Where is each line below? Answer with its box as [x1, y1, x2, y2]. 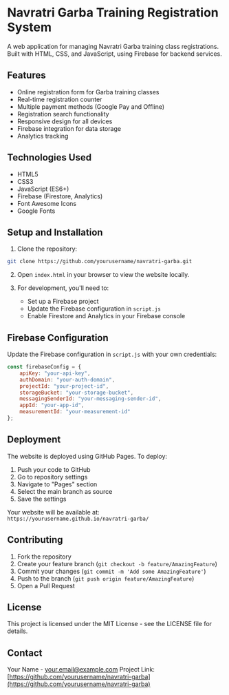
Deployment [7, 434, 61, 446]
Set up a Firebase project [27, 298, 99, 306]
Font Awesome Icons [17, 199, 77, 207]
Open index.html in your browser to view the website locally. [17, 271, 190, 279]
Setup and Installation [7, 226, 103, 238]
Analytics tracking [17, 132, 69, 140]
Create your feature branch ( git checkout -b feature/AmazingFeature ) [17, 559, 218, 568]
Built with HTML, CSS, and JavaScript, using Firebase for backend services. [7, 50, 222, 58]
